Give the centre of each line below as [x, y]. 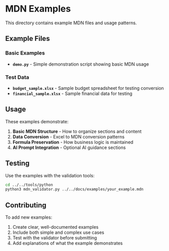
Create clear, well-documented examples [55, 227]
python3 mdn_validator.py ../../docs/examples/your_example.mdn [74, 189]
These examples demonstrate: [37, 121]
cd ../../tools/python [29, 185]
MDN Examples [38, 9]
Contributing [26, 205]
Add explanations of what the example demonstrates [68, 243]
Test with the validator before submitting [55, 238]
